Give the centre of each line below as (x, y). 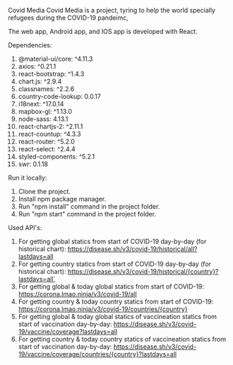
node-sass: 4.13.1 (43, 119)
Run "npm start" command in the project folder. (87, 214)
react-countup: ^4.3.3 (49, 134)
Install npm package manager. (62, 199)
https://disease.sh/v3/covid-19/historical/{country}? (143, 271)
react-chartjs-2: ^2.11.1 (50, 126)
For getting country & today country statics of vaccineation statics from (122, 339)
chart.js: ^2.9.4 (40, 81)
